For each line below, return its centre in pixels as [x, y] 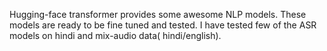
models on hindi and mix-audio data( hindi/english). [115, 35]
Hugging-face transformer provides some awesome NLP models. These [158, 14]
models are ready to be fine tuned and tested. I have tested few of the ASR [163, 25]
